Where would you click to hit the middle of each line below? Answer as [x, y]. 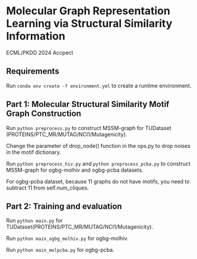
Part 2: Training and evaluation [64, 206]
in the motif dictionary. [34, 152]
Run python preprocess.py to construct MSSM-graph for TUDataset [89, 128]
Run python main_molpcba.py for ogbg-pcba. [60, 250]
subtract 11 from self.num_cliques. [47, 188]
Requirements [33, 72]
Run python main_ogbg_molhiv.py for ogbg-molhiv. [67, 238]
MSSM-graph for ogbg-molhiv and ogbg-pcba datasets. [75, 170]
